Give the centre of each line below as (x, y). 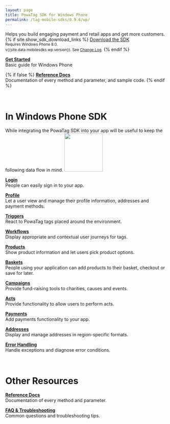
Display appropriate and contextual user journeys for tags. (66, 237)
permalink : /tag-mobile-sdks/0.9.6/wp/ (48, 19)
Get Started (18, 59)
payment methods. (25, 206)
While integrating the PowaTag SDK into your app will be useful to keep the (84, 131)
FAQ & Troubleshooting (30, 410)
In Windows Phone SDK (56, 116)
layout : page (19, 10)
